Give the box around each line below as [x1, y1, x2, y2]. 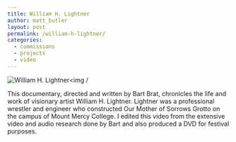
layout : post [7, 23, 46, 30]
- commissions [13, 43, 55, 50]
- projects [13, 50, 46, 57]
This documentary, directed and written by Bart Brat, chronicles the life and [7, 89, 227, 97]
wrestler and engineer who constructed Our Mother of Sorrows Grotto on [7, 104, 220, 113]
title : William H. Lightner [7, 10, 90, 18]
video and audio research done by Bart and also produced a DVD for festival [7, 119, 230, 128]
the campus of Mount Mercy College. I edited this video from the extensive [7, 112, 225, 120]
